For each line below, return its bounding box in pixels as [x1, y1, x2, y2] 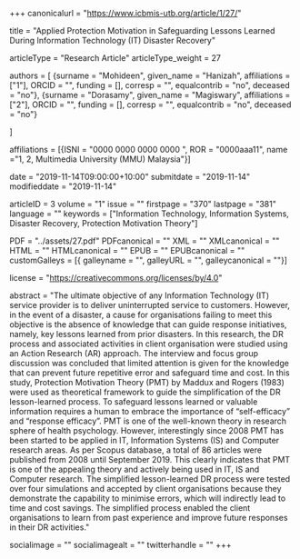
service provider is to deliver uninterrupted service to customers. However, [9, 300, 291, 310]
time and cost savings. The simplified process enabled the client [9, 503, 251, 513]
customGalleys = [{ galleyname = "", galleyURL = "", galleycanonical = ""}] [9, 255, 288, 265]
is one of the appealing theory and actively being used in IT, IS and [9, 464, 260, 474]
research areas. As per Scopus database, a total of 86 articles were [9, 444, 262, 455]
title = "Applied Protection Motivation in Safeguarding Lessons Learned [9, 25, 275, 35]
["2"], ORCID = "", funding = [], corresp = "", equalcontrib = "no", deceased [9, 99, 292, 110]
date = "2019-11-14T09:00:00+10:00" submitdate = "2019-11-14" [9, 172, 251, 182]
